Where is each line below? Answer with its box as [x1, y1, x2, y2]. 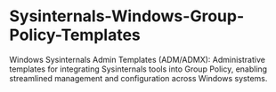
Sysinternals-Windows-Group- [9, 6, 245, 27]
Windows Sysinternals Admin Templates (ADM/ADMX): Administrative [9, 54, 265, 65]
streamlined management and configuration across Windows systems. [9, 73, 268, 83]
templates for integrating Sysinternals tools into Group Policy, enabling [9, 64, 268, 74]
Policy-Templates [9, 25, 141, 45]
